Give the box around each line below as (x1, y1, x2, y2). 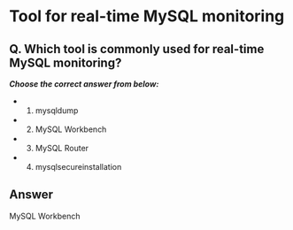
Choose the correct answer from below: (9, 79, 159, 89)
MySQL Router (35, 143, 89, 153)
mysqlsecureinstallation (35, 162, 122, 172)
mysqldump (35, 105, 79, 116)
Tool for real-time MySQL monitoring (9, 6, 285, 27)
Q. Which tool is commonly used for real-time (9, 42, 265, 57)
